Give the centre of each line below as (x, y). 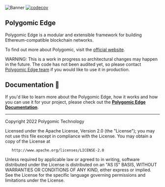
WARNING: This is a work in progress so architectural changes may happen (82, 59)
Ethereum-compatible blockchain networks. (49, 40)
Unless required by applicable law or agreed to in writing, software (72, 159)
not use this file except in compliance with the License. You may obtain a (79, 136)
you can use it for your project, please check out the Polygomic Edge (75, 102)
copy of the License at (28, 141)
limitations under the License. (35, 180)
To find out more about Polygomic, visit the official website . (65, 50)
